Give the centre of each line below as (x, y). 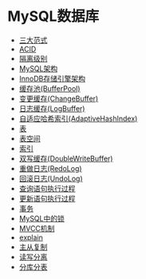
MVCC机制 (37, 228)
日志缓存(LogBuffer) (52, 108)
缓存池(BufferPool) (49, 88)
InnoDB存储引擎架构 (52, 78)
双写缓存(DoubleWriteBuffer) (66, 158)
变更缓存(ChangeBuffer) (59, 98)
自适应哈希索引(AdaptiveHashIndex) (78, 118)
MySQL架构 (38, 68)
